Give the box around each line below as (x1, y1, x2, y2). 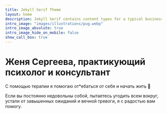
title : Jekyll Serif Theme (5, 7, 61, 12)
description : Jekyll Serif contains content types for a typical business (5, 16, 164, 21)
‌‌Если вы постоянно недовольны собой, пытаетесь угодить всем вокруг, (5, 93, 159, 99)
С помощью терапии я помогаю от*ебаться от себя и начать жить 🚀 (5, 83, 151, 89)
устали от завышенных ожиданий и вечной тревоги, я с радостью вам (5, 98, 156, 104)
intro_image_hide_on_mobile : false (5, 30, 79, 35)
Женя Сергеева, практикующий (5, 57, 146, 67)
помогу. (5, 103, 22, 109)
